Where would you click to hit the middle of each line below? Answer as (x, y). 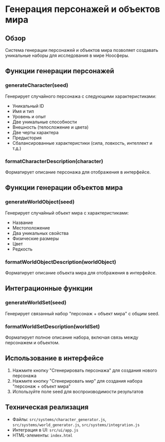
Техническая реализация (47, 407)
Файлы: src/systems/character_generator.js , (59, 419)
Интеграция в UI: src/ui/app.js (45, 430)
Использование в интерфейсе (54, 358)
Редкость (22, 249)
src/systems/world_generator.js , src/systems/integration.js (76, 425)
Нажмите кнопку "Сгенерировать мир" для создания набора (77, 381)
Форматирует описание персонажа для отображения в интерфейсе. (78, 172)
